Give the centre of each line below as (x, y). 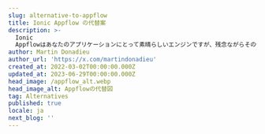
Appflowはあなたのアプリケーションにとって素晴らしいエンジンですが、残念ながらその (136, 45)
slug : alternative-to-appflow (58, 15)
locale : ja (26, 111)
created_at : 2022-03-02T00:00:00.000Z (72, 67)
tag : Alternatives (38, 96)
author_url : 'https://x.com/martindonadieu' (82, 60)
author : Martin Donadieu (49, 52)
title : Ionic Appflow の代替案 (57, 23)
